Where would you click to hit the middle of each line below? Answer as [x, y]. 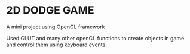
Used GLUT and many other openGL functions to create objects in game [95, 38]
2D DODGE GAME [50, 10]
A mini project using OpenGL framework [56, 27]
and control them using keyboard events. [57, 45]
